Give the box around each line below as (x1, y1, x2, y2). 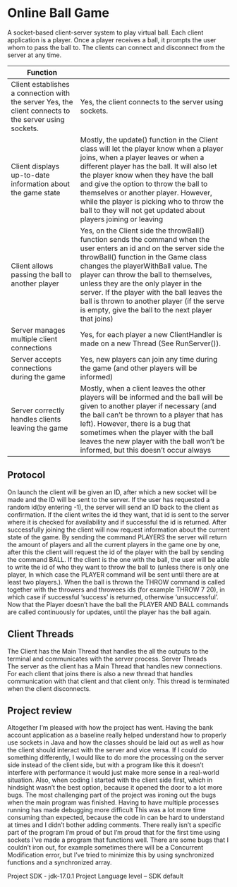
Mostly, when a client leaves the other (80, 383, 206, 393)
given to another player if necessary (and (80, 400, 217, 410)
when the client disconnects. (7, 684, 92, 692)
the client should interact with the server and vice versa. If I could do (7, 746, 207, 754)
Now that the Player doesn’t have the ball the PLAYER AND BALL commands (7, 600, 229, 608)
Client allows (11, 261, 54, 271)
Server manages (11, 325, 66, 335)
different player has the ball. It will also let (80, 161, 217, 171)
